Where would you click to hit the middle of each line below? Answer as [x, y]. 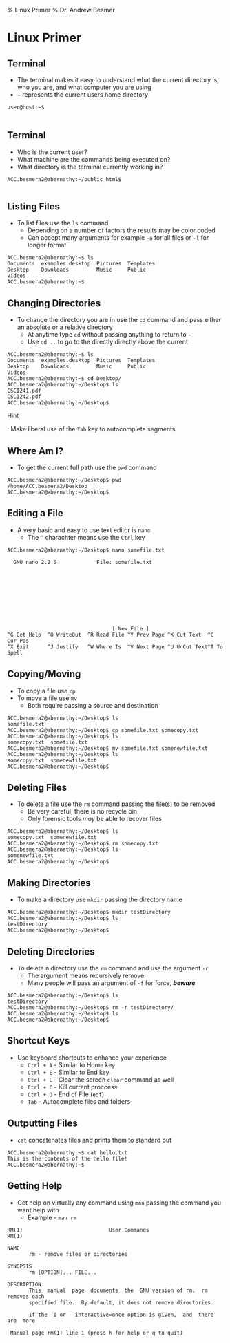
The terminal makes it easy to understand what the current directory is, [118, 80]
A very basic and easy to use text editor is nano [84, 530]
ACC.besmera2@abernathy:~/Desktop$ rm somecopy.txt [83, 844]
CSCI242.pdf [24, 397]
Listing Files [34, 206]
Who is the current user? [52, 152]
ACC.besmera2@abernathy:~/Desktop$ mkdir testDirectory [89, 912]
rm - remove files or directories [78, 1254]
